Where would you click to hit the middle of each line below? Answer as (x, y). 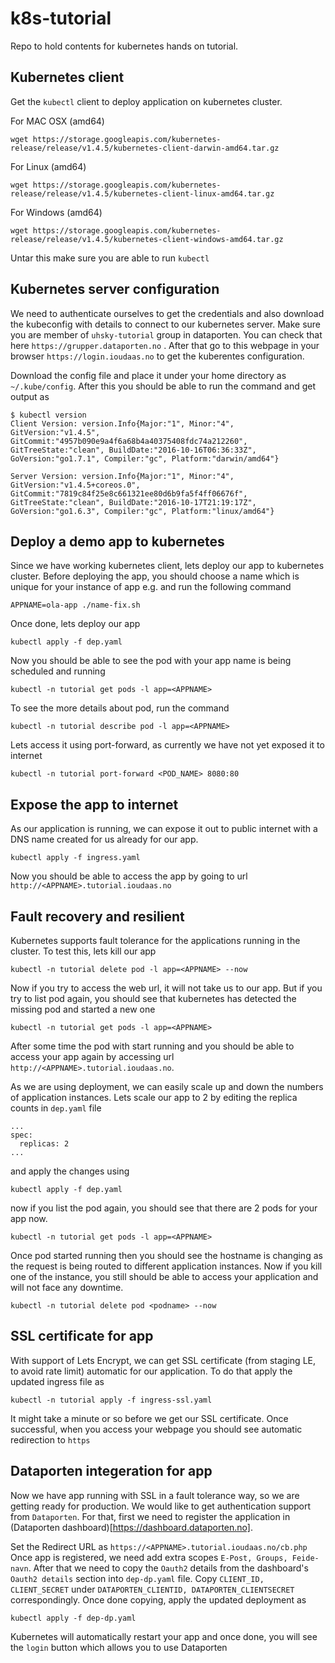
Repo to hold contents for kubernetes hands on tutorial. (124, 46)
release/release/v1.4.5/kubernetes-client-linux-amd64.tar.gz (142, 193)
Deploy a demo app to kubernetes (117, 541)
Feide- (305, 1558)
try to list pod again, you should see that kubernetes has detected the (153, 998)
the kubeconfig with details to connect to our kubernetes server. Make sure (166, 324)
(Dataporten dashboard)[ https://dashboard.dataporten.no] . (131, 1527)
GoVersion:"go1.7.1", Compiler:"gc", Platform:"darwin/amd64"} (145, 458)
